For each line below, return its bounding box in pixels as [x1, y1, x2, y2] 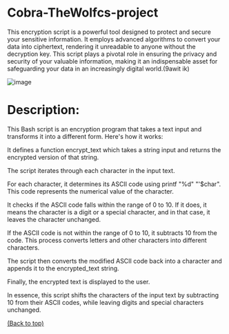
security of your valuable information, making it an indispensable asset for [7, 57, 218, 65]
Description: [7, 102, 80, 118]
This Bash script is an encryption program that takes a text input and [7, 124, 202, 133]
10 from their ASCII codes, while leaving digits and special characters [7, 298, 204, 306]
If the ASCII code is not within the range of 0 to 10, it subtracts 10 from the [7, 228, 217, 236]
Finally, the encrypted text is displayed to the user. [7, 277, 150, 286]
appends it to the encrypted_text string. [7, 264, 119, 272]
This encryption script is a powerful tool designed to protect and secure [7, 28, 212, 36]
